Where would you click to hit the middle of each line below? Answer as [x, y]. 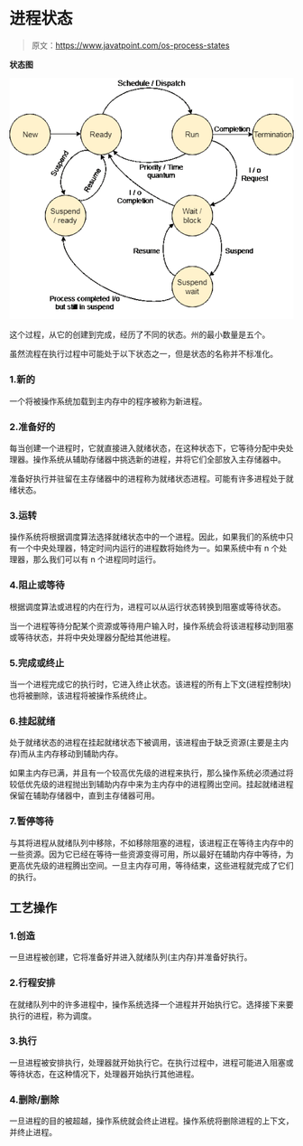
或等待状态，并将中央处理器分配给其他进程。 [92, 637]
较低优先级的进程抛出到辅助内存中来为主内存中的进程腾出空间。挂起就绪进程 [151, 784]
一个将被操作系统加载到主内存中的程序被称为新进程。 [108, 401]
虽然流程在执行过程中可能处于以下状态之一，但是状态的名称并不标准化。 [143, 354]
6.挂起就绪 [32, 721]
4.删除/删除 [34, 1099]
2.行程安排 [32, 983]
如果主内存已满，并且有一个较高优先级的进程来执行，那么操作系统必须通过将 [151, 773]
